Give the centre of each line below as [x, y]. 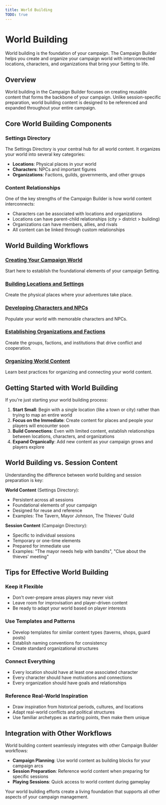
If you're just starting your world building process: [57, 399]
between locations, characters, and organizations [63, 436]
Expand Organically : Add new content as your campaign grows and [82, 441]
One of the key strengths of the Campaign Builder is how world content [78, 198]
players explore [28, 447]
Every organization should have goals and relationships [69, 683]
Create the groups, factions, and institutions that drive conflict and [73, 343]
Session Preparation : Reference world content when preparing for [81, 771]
